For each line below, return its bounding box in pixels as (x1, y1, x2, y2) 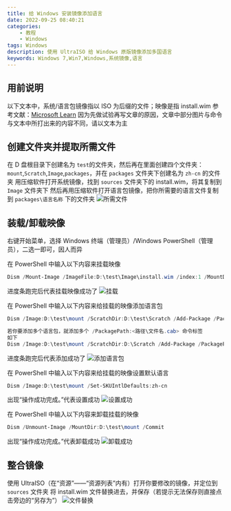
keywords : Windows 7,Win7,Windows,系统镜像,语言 (7, 55, 143, 62)
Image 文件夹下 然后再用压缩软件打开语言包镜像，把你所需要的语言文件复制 (7, 187, 219, 195)
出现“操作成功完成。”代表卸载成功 (7, 437, 100, 446)
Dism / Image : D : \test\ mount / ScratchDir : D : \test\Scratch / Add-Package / (7, 315, 217, 322)
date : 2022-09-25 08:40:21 (7, 17, 85, 23)
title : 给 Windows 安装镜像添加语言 (7, 10, 103, 17)
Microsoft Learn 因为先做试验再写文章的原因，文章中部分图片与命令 (31, 110, 223, 118)
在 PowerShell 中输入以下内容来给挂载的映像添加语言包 (7, 302, 163, 310)
